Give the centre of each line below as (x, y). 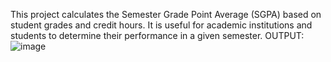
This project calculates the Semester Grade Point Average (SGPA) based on (166, 14)
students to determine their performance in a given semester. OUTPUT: (157, 35)
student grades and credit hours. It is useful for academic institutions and (161, 25)
